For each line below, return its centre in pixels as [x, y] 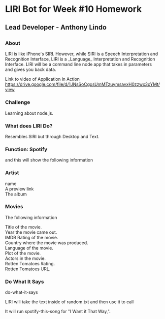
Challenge [18, 102]
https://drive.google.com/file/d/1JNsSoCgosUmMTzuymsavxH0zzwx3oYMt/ [82, 84]
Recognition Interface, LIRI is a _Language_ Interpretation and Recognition [80, 59]
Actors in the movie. [25, 258]
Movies [14, 207]
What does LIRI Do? [29, 126]
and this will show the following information [49, 160]
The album [16, 194]
